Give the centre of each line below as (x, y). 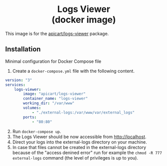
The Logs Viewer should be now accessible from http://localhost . (79, 137)
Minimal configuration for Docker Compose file (53, 61)
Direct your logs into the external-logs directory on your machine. (80, 142)
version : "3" (19, 80)
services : (15, 85)
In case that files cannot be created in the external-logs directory (79, 147)
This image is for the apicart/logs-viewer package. (57, 33)
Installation (23, 49)
